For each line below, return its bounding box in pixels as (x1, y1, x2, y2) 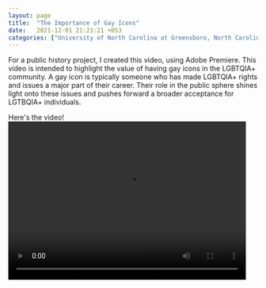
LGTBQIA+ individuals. (8, 97, 82, 107)
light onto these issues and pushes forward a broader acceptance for (8, 89, 234, 99)
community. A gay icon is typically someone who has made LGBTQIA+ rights (8, 72, 258, 81)
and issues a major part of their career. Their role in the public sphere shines (8, 81, 258, 90)
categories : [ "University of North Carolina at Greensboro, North (8, 33, 232, 42)
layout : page (8, 11, 51, 20)
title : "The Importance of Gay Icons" (8, 19, 140, 27)
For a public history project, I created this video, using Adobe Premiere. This (8, 55, 256, 65)
